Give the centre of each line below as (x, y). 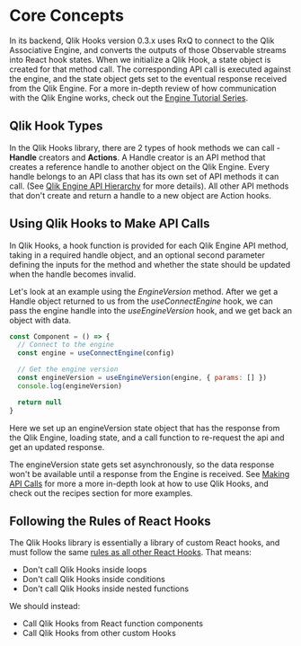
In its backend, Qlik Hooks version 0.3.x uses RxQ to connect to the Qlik (142, 40)
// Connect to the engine (66, 345)
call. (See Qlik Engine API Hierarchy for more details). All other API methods (149, 186)
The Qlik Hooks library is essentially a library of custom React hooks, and (145, 543)
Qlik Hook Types (56, 126)
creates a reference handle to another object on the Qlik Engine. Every (139, 166)
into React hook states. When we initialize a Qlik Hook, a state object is (140, 59)
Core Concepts (66, 16)
